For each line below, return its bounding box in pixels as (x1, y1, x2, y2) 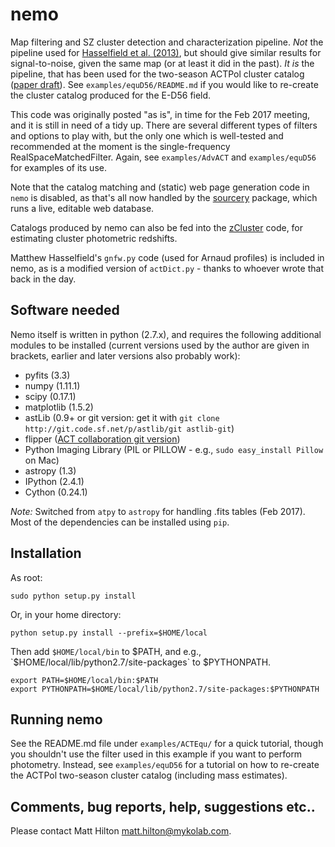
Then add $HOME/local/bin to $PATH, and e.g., (10, 645, 202, 657)
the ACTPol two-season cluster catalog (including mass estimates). (10, 769, 288, 782)
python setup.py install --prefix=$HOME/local (10, 628, 208, 638)
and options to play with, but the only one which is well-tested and (10, 129, 284, 142)
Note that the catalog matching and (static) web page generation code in (10, 181, 310, 193)
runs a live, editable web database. (10, 202, 155, 214)
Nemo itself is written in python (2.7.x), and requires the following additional (10, 328, 322, 340)
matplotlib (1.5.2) (24, 401, 94, 413)
